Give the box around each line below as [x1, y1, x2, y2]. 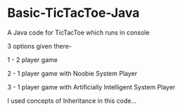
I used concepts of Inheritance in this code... [7, 97, 137, 105]
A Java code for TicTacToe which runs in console [7, 28, 150, 37]
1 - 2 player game [7, 55, 58, 64]
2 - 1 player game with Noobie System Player [7, 69, 137, 77]
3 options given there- [7, 42, 72, 50]
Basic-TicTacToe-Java [7, 5, 140, 21]
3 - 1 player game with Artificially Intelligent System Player [7, 82, 176, 91]
